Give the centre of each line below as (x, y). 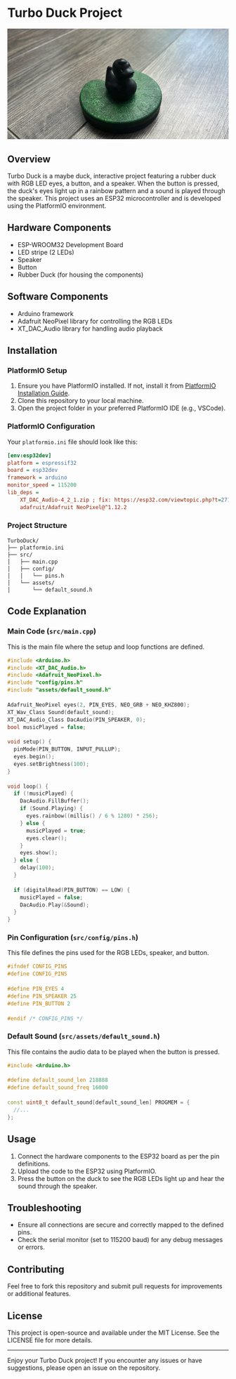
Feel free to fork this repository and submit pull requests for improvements (115, 1286)
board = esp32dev (33, 470)
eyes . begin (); (34, 757)
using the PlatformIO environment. (57, 206)
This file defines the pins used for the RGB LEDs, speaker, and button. (108, 953)
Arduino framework (45, 313)
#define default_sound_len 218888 (58, 1080)
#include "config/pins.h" (45, 682)
